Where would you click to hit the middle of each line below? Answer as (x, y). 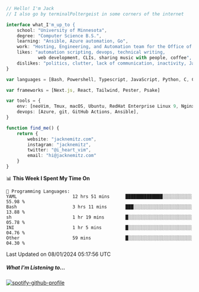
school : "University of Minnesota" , (62, 30)
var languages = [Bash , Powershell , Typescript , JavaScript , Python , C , (98, 79)
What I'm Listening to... (36, 268)
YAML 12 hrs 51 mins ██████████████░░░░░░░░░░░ (99, 196)
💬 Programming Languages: (38, 191)
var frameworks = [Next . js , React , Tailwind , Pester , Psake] (83, 90)
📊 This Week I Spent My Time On (48, 178)
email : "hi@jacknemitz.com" (62, 156)
